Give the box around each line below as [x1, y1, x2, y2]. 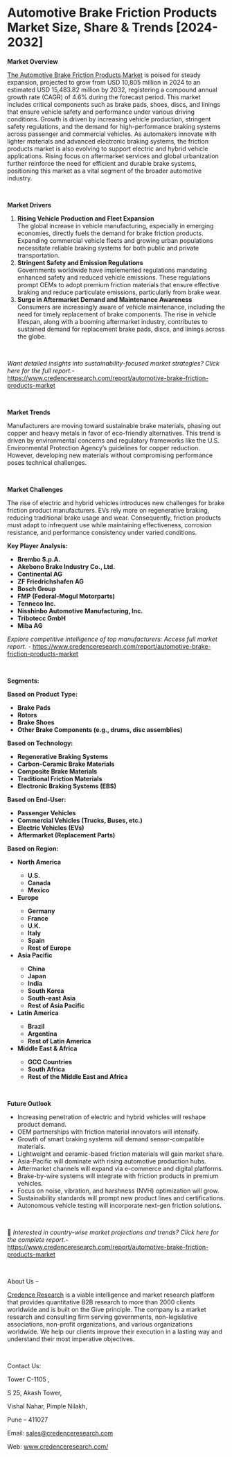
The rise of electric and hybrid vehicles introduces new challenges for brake [7, 498, 225, 507]
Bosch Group [17, 584, 56, 593]
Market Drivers [7, 201, 52, 209]
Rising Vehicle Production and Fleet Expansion [17, 214, 154, 223]
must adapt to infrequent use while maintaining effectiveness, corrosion [7, 520, 213, 529]
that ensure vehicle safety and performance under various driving [7, 108, 195, 116]
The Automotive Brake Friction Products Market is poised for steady [7, 71, 201, 79]
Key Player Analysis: [7, 541, 68, 549]
